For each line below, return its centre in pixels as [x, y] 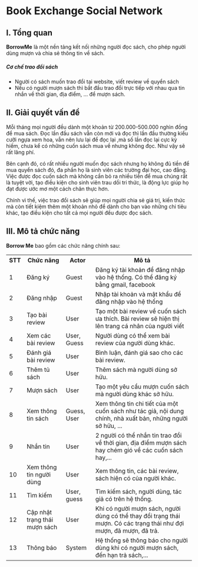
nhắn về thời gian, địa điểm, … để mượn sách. [70, 94]
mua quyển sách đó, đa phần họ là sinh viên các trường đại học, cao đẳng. [97, 170]
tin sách [37, 418]
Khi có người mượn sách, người [138, 508]
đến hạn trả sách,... [122, 555]
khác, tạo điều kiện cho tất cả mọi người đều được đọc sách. [80, 213]
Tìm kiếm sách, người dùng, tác [138, 491]
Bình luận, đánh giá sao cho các [139, 352]
